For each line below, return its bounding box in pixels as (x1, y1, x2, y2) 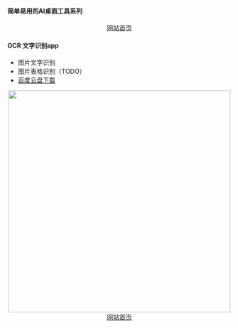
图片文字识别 (17, 58, 55, 67)
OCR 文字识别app (7, 41, 59, 50)
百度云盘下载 (17, 76, 55, 84)
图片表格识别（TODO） (17, 67, 86, 76)
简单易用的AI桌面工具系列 (7, 6, 83, 15)
